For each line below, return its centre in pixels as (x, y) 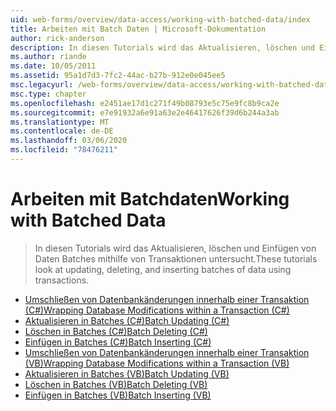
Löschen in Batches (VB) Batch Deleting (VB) (116, 384)
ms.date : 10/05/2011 (53, 66)
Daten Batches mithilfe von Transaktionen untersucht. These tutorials (176, 258)
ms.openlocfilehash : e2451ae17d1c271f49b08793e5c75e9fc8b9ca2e (145, 103)
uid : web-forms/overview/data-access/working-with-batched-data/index (160, 19)
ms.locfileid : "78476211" (64, 150)
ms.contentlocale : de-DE (62, 131)
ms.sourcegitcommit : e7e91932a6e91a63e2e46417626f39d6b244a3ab (145, 112)
